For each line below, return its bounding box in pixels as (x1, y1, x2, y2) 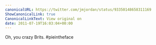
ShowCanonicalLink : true (5, 12, 56, 17)
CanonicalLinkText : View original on (5, 16, 82, 21)
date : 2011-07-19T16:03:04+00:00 (5, 21, 73, 26)
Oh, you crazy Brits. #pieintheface (5, 34, 74, 40)
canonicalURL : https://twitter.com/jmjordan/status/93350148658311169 (5, 7, 152, 12)
